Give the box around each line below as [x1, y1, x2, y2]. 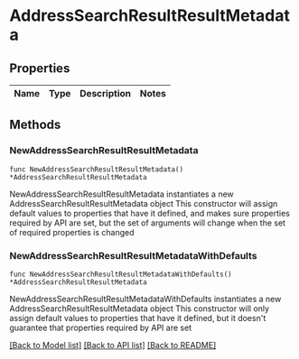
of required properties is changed [9, 226, 135, 237]
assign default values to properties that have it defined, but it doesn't [9, 312, 266, 323]
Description [79, 87, 131, 99]
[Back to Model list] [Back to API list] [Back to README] [9, 339, 217, 350]
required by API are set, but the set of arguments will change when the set [9, 217, 286, 228]
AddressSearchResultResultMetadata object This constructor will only [9, 303, 269, 314]
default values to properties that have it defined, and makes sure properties [9, 207, 291, 218]
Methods [9, 117, 61, 133]
